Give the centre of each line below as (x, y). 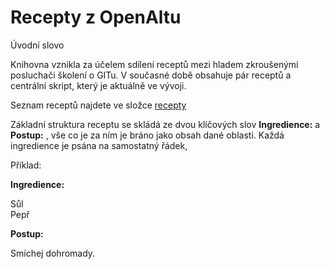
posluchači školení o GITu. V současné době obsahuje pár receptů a (151, 75)
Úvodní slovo (37, 45)
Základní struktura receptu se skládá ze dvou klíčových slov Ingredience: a (165, 124)
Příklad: (26, 165)
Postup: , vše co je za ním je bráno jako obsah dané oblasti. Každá (147, 135)
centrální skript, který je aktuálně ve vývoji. (98, 85)
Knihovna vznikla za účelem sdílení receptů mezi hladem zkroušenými (154, 64)
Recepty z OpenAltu (96, 17)
